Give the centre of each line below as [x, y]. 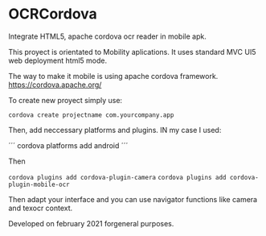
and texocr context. [41, 208]
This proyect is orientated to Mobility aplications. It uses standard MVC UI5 [132, 52]
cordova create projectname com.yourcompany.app [91, 115]
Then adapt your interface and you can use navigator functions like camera [133, 199]
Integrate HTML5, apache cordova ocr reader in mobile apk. [107, 36]
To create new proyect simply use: [65, 100]
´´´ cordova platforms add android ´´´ [68, 145]
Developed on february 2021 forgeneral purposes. [91, 223]
